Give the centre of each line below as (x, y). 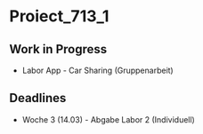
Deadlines (38, 98)
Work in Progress (58, 49)
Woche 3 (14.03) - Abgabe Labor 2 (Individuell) (109, 119)
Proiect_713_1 (59, 16)
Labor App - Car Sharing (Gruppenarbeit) (97, 70)
